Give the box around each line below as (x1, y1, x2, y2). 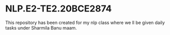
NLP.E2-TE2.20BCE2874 (5, 3, 112, 14)
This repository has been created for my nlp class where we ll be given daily (5, 19, 165, 25)
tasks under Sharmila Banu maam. (5, 24, 77, 30)
